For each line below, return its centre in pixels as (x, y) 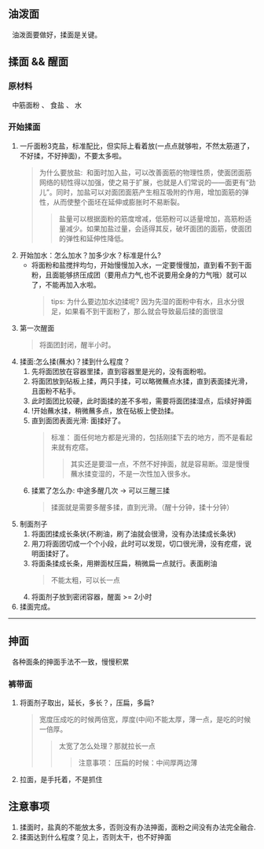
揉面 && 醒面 (38, 62)
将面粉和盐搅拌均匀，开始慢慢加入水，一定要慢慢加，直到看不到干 (138, 265)
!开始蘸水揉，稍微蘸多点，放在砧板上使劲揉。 (104, 410)
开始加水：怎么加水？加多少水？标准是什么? (90, 255)
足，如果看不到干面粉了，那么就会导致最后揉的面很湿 (137, 311)
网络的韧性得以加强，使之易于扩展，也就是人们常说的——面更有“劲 (147, 182)
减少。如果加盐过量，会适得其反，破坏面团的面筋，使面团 (159, 228)
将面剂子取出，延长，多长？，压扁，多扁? (87, 703)
